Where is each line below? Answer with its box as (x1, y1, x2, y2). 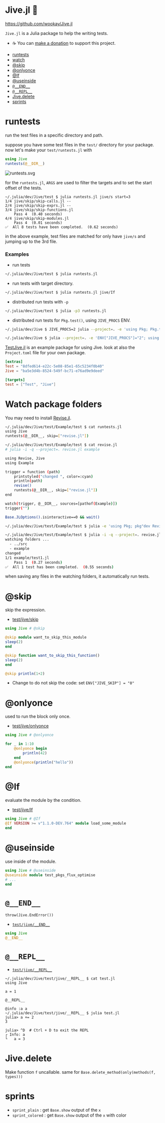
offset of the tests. (5, 185, 43, 191)
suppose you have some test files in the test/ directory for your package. (5, 141, 154, 147)
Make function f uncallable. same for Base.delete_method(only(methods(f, (5, 1069, 156, 1075)
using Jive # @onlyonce (5, 733, 54, 738)
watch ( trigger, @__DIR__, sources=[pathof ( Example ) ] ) (5, 501, 118, 506)
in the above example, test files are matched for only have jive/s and (5, 233, 146, 239)
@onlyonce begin (14, 746, 48, 751)
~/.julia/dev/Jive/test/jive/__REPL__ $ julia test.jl (5, 1011, 120, 1016)
